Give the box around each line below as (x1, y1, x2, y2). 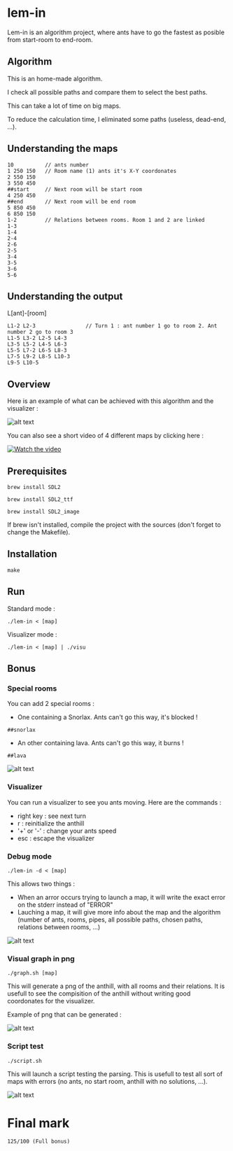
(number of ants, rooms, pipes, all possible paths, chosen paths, (17, 915, 203, 924)
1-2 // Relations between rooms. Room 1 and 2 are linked (7, 216, 205, 223)
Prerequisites (7, 465, 67, 477)
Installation (7, 548, 57, 560)
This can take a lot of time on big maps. (7, 101, 121, 110)
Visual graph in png (7, 954, 75, 963)
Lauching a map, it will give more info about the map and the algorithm (17, 908, 221, 916)
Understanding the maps (7, 143, 118, 155)
